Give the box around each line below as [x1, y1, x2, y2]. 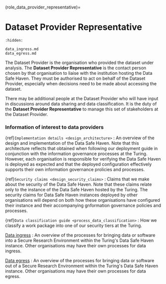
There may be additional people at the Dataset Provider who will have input [5, 95, 159, 101]
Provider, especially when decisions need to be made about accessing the [5, 80, 157, 86]
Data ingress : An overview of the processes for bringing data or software [5, 232, 156, 238]
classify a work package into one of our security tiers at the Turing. [5, 223, 142, 228]
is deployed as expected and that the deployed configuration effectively [5, 161, 152, 168]
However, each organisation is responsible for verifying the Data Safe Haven [5, 156, 161, 162]
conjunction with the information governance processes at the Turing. [5, 151, 148, 157]
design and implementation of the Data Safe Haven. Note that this [5, 140, 139, 146]
